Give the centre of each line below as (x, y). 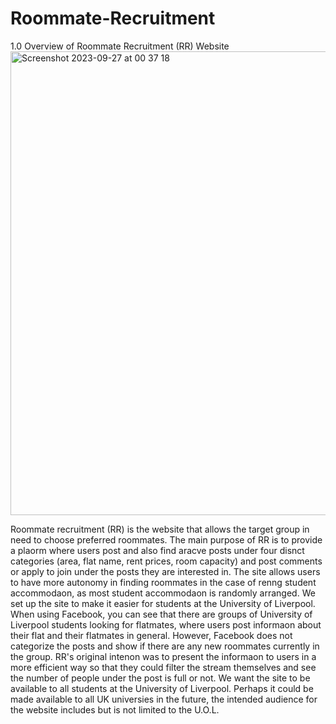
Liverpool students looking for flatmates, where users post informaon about (166, 624)
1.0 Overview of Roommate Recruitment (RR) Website (120, 46)
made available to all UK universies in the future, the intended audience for (164, 699)
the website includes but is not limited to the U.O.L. (115, 709)
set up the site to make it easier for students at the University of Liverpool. (163, 603)
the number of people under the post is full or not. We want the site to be (160, 678)
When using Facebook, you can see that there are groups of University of (161, 614)
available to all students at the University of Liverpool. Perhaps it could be (162, 688)
